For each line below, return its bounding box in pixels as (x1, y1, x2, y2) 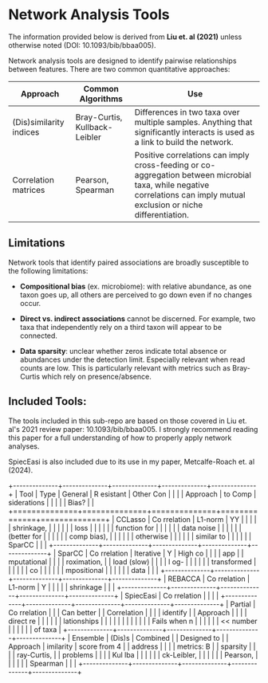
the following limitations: (8, 265, 89, 276)
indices (12, 126, 40, 137)
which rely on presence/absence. (41, 371, 152, 381)
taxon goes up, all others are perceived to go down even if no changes (19, 289, 253, 300)
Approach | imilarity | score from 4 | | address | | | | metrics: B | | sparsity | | (8, 642, 256, 651)
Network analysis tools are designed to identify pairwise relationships (8, 56, 237, 65)
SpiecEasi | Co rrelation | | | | (124, 591, 219, 600)
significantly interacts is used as (134, 126, 255, 137)
